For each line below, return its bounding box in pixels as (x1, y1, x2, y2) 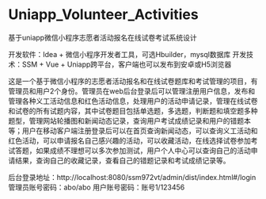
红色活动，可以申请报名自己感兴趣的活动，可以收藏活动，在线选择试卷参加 (8, 136, 251, 145)
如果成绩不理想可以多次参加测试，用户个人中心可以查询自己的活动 (35, 145, 251, 155)
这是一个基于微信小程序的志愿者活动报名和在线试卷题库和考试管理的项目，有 (8, 76, 258, 86)
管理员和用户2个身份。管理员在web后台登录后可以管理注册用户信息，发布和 (8, 86, 256, 96)
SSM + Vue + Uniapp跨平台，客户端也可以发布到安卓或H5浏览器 (21, 59, 232, 69)
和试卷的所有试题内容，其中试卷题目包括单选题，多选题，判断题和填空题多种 (8, 105, 258, 116)
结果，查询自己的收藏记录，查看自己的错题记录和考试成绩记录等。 (14, 155, 230, 165)
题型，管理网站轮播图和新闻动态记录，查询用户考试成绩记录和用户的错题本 (8, 116, 251, 125)
